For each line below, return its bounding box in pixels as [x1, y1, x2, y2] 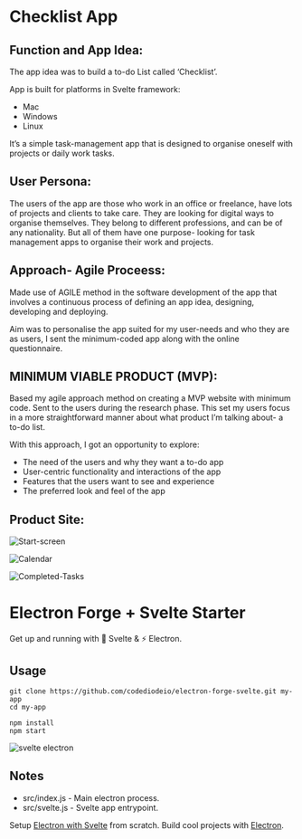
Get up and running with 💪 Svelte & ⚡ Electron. [9, 634, 183, 644]
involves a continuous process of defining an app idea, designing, [9, 296, 255, 307]
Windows [22, 111, 58, 121]
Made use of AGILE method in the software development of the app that [9, 287, 278, 298]
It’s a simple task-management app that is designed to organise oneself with [9, 138, 294, 148]
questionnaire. [9, 342, 63, 354]
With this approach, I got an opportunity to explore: [9, 439, 200, 450]
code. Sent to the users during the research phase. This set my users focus [9, 403, 291, 414]
